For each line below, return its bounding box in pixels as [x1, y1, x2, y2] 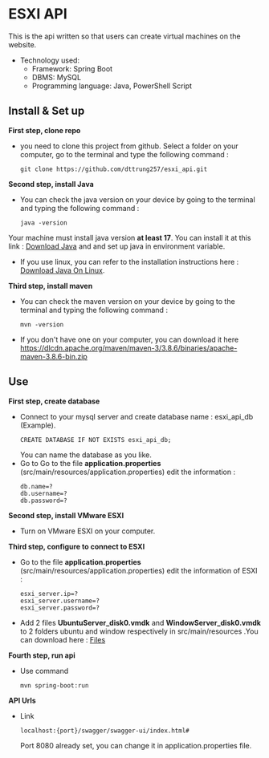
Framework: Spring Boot [31, 63, 113, 73]
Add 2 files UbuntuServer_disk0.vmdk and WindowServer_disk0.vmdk [19, 618, 261, 627]
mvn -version [19, 320, 64, 329]
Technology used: [19, 55, 80, 65]
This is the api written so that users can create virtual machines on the [8, 31, 241, 41]
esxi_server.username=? [19, 597, 100, 605]
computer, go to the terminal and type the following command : [19, 149, 229, 159]
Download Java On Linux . [19, 266, 105, 275]
